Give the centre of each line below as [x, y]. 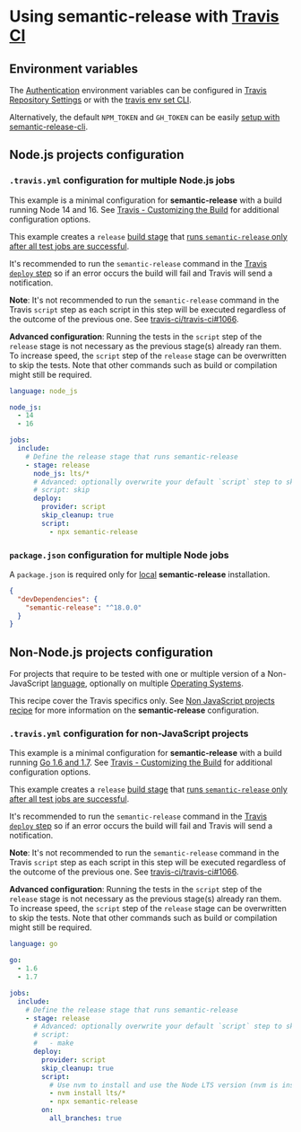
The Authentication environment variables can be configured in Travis [138, 90]
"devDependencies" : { [58, 599]
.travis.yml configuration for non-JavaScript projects [129, 733]
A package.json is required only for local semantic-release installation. [140, 574]
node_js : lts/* [61, 473]
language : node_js [43, 391]
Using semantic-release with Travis [144, 17]
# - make [53, 1043]
